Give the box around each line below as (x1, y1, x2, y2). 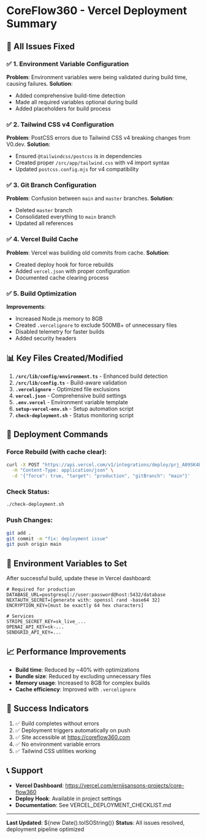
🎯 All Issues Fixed (6, 41, 75, 52)
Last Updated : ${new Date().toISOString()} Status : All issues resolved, (6, 819, 185, 826)
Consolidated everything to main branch (15, 213, 116, 221)
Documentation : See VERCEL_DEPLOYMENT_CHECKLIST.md (15, 801, 172, 808)
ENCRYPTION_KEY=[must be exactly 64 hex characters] (6, 602, 144, 609)
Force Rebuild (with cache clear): (6, 448, 107, 456)
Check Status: (6, 488, 50, 496)
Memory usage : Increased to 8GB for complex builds (15, 679, 150, 686)
